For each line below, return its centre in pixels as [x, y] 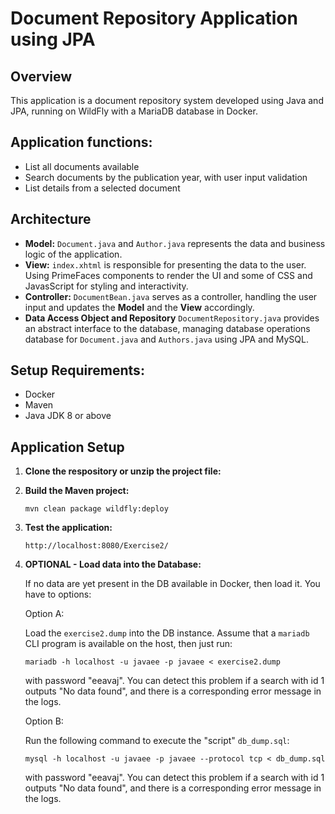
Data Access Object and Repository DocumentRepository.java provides [172, 318]
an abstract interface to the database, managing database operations [167, 328]
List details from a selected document [102, 188]
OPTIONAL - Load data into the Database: [113, 564]
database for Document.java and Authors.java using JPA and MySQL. [166, 339]
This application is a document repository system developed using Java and [167, 100]
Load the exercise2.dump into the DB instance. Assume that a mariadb [167, 633]
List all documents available [82, 166]
